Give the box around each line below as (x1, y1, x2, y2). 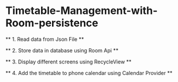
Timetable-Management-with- (5, 4, 158, 17)
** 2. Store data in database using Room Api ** (5, 47, 119, 54)
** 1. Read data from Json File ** (5, 35, 84, 42)
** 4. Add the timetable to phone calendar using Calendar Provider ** (5, 69, 173, 76)
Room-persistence (5, 16, 98, 30)
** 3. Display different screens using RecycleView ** (5, 58, 132, 65)
